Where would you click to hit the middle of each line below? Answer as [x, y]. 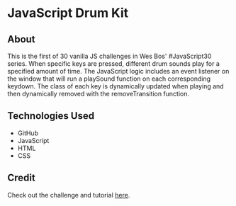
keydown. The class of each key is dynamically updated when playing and [116, 86]
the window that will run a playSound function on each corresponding [109, 79]
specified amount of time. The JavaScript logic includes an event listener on [118, 71]
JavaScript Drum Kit [68, 13]
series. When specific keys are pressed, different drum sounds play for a [113, 64]
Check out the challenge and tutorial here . [69, 195]
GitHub [28, 133]
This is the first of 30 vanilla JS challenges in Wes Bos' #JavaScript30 [109, 56]
